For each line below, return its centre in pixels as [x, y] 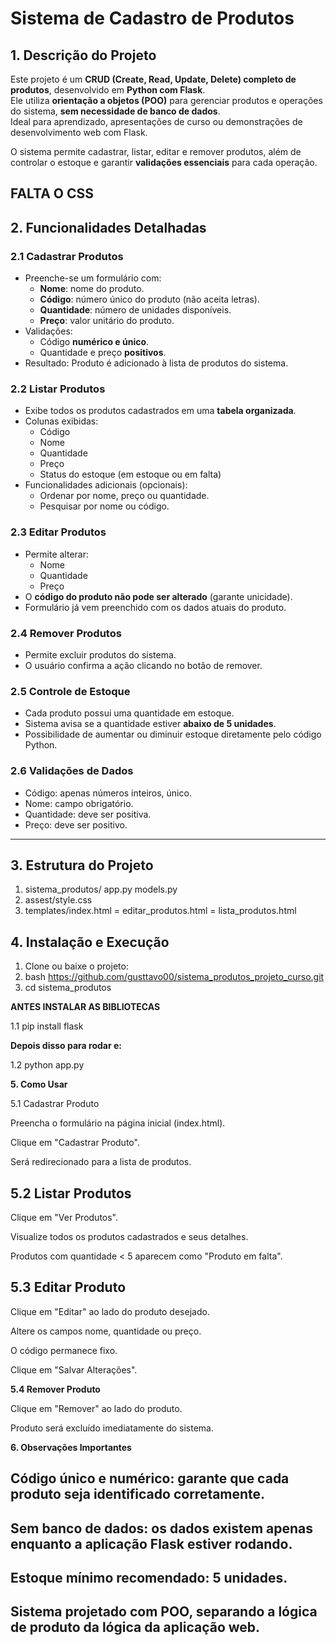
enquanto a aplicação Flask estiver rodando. [151, 1543]
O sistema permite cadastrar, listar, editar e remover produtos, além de [156, 151]
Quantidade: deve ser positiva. [88, 814]
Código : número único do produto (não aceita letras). [149, 299]
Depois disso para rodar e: [66, 1046]
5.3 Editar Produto [68, 1287]
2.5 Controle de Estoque [70, 691]
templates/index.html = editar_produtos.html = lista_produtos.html [160, 911]
